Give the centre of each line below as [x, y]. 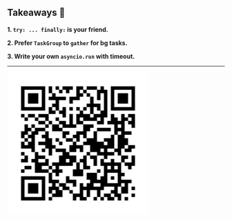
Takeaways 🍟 [36, 13]
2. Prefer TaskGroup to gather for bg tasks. [67, 43]
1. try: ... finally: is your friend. [58, 29]
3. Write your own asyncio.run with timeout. [71, 56]
